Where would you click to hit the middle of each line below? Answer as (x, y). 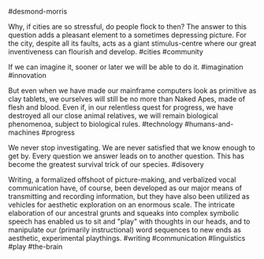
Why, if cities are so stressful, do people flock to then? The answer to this (127, 26)
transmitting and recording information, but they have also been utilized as (129, 196)
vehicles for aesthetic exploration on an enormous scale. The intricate (121, 205)
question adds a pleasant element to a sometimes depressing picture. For (127, 35)
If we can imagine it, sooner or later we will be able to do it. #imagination (126, 67)
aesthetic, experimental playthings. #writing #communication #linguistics (127, 238)
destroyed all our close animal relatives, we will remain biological (113, 116)
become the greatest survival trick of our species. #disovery (106, 164)
